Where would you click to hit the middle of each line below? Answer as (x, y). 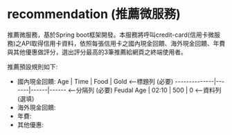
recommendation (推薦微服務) (94, 14)
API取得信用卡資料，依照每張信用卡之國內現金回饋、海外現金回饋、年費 (124, 43)
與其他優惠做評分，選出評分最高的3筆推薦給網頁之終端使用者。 (97, 52)
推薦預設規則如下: (33, 66)
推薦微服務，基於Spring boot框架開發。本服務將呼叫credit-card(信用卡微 (111, 35)
